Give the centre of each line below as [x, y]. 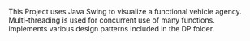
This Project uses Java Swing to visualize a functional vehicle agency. [125, 12]
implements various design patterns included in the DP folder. [112, 29]
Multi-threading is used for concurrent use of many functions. [112, 20]
